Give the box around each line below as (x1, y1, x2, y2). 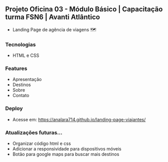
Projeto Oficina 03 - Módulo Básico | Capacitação (5, 5, 163, 14)
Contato (12, 93, 30, 99)
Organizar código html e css (12, 140, 71, 146)
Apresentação (12, 76, 42, 83)
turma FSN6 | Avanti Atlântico (5, 13, 100, 22)
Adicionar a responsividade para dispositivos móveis (12, 146, 122, 151)
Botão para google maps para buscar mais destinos (12, 151, 119, 157)
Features (5, 65, 28, 72)
